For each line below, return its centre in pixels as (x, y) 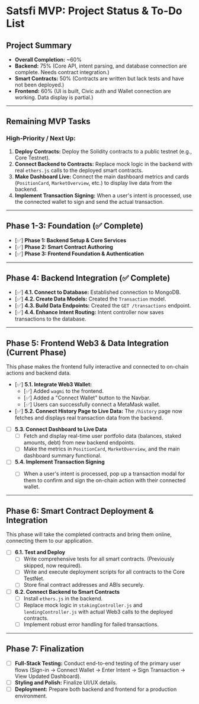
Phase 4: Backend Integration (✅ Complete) (88, 278)
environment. (31, 696)
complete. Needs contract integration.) (62, 72)
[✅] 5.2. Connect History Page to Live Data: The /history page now (98, 411)
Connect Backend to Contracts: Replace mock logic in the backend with (103, 164)
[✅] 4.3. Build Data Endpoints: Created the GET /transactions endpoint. (103, 306)
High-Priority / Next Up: (41, 139)
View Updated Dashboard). (48, 676)
